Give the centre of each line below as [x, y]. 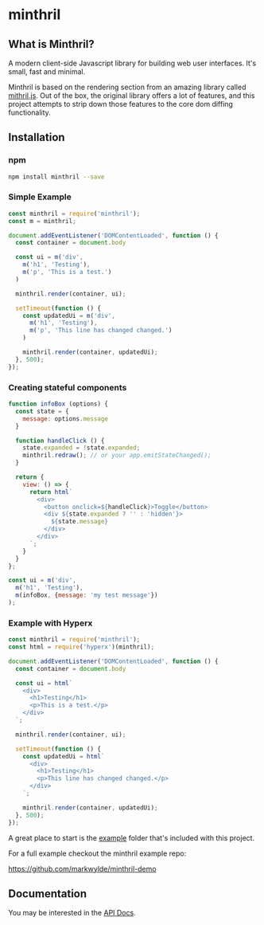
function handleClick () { [60, 441]
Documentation [48, 894]
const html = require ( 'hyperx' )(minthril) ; [82, 647]
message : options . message [66, 419]
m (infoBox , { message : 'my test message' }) [87, 595]
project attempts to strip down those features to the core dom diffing [120, 104]
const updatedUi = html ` [64, 756]
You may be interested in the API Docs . [72, 913]
